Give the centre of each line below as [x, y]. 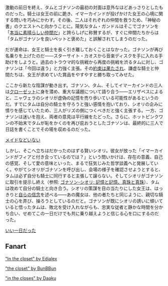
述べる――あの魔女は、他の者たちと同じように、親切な [102, 195]
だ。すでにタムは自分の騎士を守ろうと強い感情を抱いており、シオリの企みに [84, 104]
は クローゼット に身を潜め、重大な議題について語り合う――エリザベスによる [84, 91]
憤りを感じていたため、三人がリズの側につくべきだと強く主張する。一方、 [82, 110]
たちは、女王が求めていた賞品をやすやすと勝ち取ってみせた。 [73, 75]
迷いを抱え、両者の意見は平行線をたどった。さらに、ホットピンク [91, 117]
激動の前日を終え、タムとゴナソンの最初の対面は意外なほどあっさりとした [82, 7]
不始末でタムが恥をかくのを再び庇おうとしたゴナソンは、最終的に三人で [89, 123]
